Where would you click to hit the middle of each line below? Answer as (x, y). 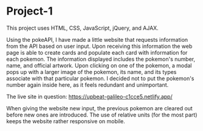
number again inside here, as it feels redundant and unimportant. (88, 85)
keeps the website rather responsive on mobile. (66, 121)
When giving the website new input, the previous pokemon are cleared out (99, 108)
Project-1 (29, 11)
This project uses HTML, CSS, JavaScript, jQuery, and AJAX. (83, 28)
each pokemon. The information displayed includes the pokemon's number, (101, 59)
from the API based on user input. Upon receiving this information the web (99, 46)
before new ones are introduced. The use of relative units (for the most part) (102, 115)
